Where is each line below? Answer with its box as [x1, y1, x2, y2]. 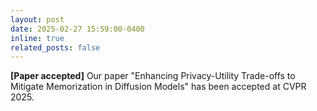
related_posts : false [10, 42, 101, 53]
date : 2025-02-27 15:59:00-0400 [10, 24, 145, 34]
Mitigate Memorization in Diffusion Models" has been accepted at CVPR [10, 81, 307, 93]
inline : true [10, 33, 65, 43]
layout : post [10, 14, 65, 25]
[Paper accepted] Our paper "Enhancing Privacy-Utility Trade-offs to [10, 70, 296, 82]
